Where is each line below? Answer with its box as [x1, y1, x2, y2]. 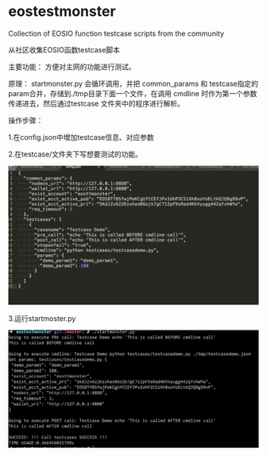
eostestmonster [8, 2, 117, 21]
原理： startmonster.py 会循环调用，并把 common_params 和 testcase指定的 [8, 79, 258, 88]
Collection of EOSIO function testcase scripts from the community [8, 29, 225, 38]
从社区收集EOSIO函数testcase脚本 [8, 44, 121, 54]
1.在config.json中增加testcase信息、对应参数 [8, 132, 155, 141]
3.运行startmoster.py [8, 313, 76, 323]
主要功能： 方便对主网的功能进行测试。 [8, 62, 136, 71]
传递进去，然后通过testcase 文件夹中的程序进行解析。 [8, 99, 184, 108]
